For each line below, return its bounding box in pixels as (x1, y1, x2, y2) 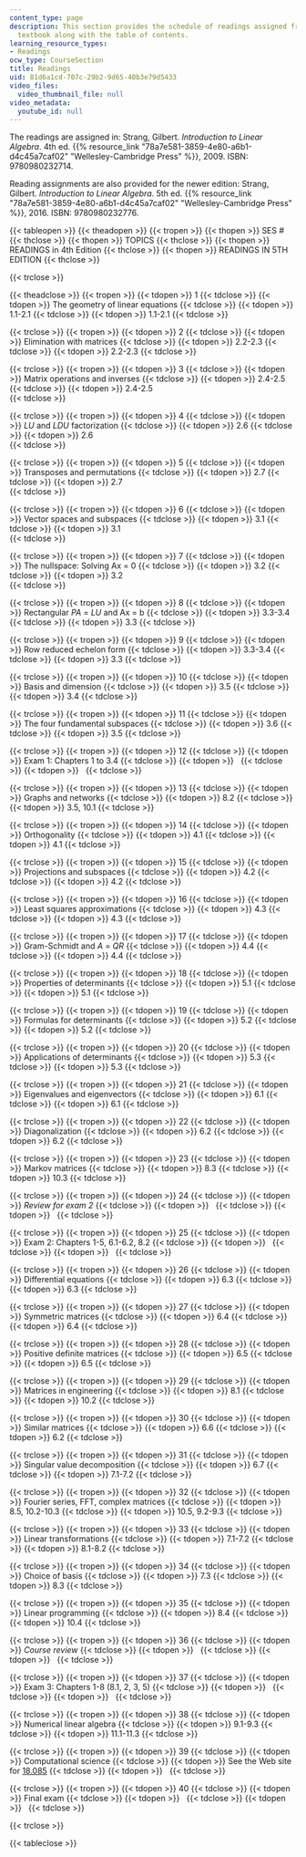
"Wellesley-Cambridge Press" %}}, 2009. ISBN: (70, 151, 249, 162)
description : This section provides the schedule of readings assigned (9, 22, 287, 31)
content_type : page (9, 13, 84, 23)
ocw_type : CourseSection (9, 56, 104, 65)
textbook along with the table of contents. (17, 30, 189, 39)
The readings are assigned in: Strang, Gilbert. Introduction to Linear (9, 131, 263, 142)
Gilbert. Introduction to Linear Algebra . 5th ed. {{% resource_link (9, 188, 252, 199)
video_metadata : (9, 98, 71, 108)
